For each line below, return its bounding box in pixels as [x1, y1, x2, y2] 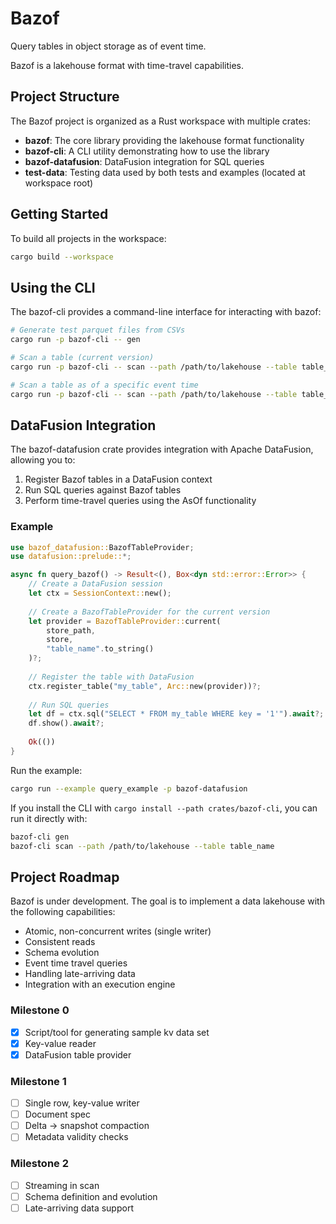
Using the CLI [10, 279, 96, 296]
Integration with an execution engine [24, 978, 176, 991]
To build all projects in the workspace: [10, 232, 167, 244]
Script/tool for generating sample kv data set [24, 1026, 210, 1038]
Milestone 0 [10, 1003, 70, 1017]
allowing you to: [10, 454, 76, 466]
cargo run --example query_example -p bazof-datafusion [10, 783, 248, 794]
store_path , [46, 625, 97, 636]
